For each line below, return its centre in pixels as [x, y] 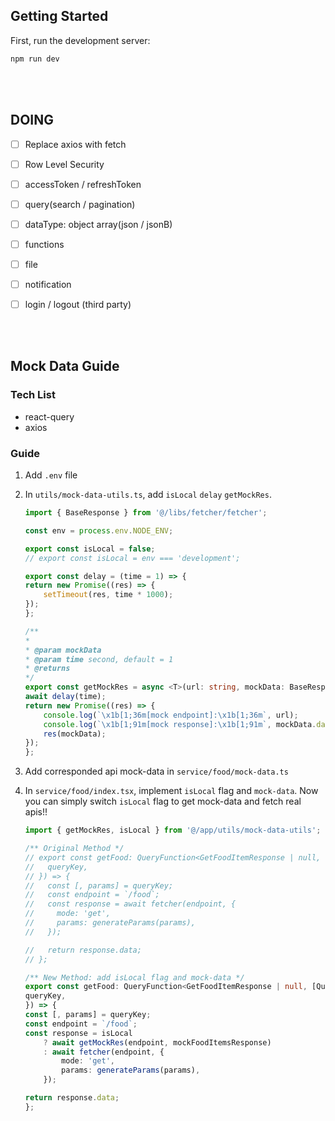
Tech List [33, 395]
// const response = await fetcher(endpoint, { [130, 904]
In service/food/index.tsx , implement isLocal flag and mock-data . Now [171, 791]
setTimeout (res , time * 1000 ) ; [108, 595]
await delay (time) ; [65, 697]
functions [44, 244]
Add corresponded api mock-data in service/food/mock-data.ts [156, 771]
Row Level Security [64, 164]
